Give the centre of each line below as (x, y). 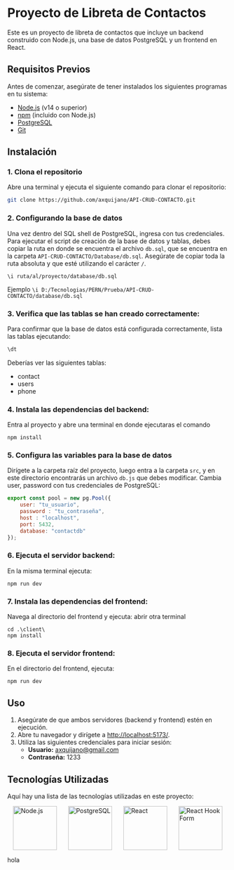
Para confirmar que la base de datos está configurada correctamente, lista (115, 329)
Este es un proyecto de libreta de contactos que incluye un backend (105, 32)
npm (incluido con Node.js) (56, 115)
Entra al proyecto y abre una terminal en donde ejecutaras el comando (109, 425)
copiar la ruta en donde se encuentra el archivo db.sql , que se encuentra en (117, 248)
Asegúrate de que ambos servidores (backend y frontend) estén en (115, 720)
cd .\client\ (26, 630)
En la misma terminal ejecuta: (50, 571)
